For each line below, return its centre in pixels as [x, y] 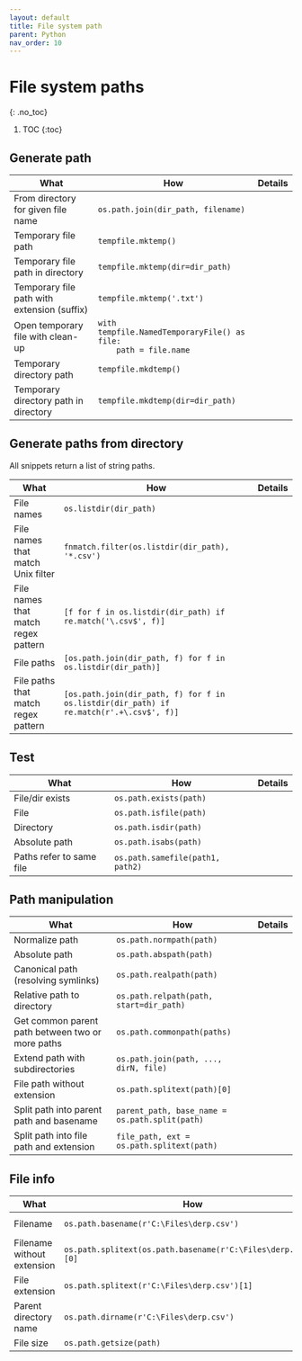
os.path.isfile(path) [160, 812]
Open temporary [49, 325]
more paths [38, 1043]
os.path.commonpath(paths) [174, 1032]
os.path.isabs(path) [158, 842]
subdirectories [44, 1070]
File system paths [77, 87]
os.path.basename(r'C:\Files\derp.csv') [152, 1224]
